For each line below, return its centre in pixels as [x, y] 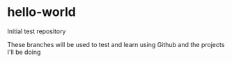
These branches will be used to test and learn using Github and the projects [116, 44]
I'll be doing [24, 52]
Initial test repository [37, 31]
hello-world [42, 12]
